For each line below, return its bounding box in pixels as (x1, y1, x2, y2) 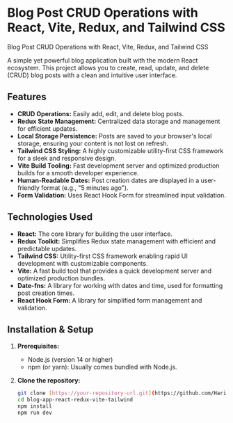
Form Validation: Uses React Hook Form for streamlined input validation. (17, 191, 226, 199)
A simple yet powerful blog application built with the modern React (7, 56, 198, 64)
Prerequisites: (17, 342, 60, 351)
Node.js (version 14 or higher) (27, 356, 113, 364)
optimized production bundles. (17, 273, 106, 282)
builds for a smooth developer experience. (17, 168, 139, 177)
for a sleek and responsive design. (17, 154, 117, 162)
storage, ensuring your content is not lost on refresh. (17, 139, 169, 147)
